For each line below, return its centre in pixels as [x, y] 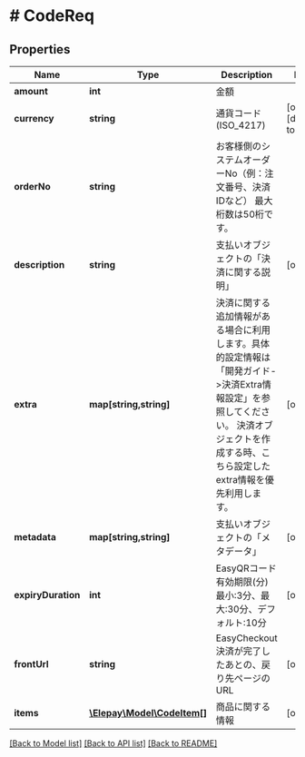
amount [31, 91]
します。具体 [243, 344]
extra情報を [241, 480]
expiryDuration [47, 595]
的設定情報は [243, 357]
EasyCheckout [247, 638]
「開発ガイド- [246, 371]
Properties [40, 49]
